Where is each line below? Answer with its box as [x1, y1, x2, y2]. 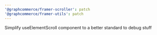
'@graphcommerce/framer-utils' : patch [4, 12, 84, 16]
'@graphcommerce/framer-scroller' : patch [4, 7, 90, 12]
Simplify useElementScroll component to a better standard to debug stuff [4, 24, 152, 30]
